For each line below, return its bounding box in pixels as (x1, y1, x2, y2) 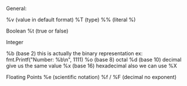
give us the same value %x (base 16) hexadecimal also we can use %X (6, 62, 177, 69)
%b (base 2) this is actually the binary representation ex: (6, 50, 143, 57)
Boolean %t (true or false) (6, 27, 69, 34)
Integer (6, 39, 23, 45)
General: (6, 5, 27, 12)
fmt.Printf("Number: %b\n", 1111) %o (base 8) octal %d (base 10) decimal (6, 56, 182, 63)
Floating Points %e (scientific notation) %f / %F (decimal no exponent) (6, 74, 177, 80)
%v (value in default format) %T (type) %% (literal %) (6, 16, 136, 23)
